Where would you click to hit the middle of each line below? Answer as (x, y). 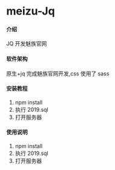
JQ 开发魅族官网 (27, 44)
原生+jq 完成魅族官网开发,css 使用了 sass (58, 73)
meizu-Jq (31, 11)
